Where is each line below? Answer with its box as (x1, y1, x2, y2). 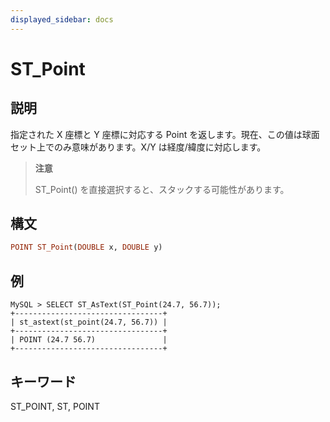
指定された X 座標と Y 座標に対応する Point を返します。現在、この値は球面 (10, 128, 320, 140)
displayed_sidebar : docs (10, 14, 114, 25)
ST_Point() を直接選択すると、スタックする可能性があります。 (34, 183, 290, 195)
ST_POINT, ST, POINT (10, 400, 100, 412)
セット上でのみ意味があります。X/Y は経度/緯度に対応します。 (10, 141, 267, 153)
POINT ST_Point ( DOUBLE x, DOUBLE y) (10, 242, 163, 253)
